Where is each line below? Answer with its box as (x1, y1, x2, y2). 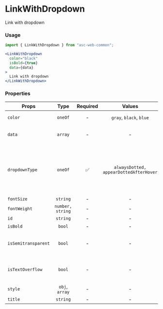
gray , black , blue (111, 114, 149, 121)
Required (77, 103, 98, 109)
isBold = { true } (9, 60, 38, 65)
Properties (5, 90, 31, 97)
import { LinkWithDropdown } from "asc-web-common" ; (5, 43, 114, 48)
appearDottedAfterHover (102, 169, 158, 175)
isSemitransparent (7, 240, 50, 246)
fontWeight (7, 206, 33, 211)
